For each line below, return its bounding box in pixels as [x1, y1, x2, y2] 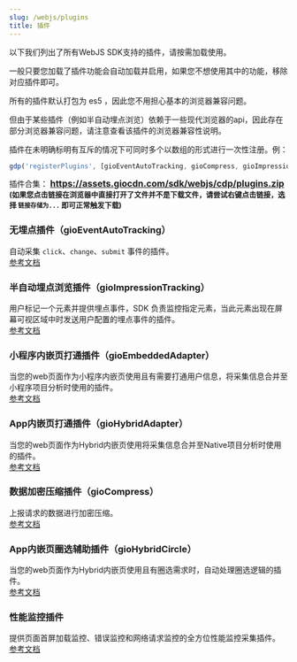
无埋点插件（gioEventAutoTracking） [9, 224, 171, 236]
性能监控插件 [9, 612, 65, 624]
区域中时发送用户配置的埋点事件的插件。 [32, 313, 179, 324]
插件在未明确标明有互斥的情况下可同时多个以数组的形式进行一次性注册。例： [9, 143, 288, 155]
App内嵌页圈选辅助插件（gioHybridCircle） [9, 543, 197, 555]
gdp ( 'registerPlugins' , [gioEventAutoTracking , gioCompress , [9, 161, 240, 171]
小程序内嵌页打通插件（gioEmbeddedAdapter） [9, 349, 215, 361]
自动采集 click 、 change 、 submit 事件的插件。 [9, 245, 174, 257]
